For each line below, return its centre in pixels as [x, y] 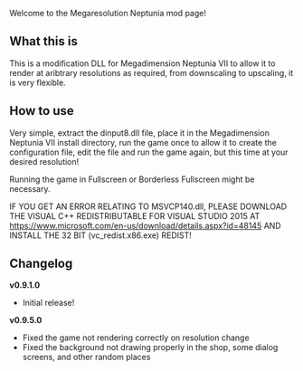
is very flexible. [38, 82]
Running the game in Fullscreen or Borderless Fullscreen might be [132, 179]
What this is [44, 41]
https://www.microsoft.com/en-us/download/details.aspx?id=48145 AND [146, 225]
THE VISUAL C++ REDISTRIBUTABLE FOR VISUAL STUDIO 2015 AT [135, 215]
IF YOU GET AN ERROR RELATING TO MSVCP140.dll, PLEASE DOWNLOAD [148, 206]
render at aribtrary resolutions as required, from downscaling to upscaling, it [151, 72]
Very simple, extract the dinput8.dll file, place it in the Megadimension [139, 133]
